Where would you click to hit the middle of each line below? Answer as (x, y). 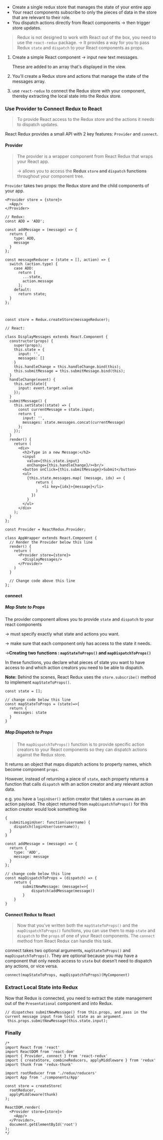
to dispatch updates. (38, 125)
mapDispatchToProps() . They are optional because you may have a (71, 956)
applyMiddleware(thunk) (33, 1094)
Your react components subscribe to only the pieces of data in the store (84, 12)
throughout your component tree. (51, 176)
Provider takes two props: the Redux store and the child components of (77, 185)
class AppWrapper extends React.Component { (51, 538)
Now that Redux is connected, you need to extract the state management (79, 998)
